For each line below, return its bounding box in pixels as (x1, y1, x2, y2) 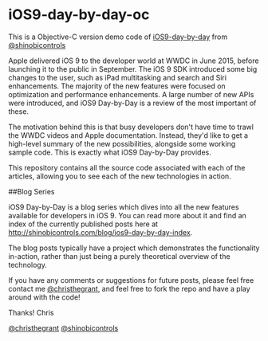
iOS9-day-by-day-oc (8, 6, 150, 24)
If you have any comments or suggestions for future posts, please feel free (8, 275, 254, 284)
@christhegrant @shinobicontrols (8, 323, 119, 332)
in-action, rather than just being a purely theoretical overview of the (8, 251, 231, 261)
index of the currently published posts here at (8, 219, 158, 229)
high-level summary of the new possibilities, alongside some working (8, 139, 236, 148)
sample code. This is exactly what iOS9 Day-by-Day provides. (8, 147, 211, 157)
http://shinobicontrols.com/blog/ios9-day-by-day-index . (8, 227, 193, 237)
